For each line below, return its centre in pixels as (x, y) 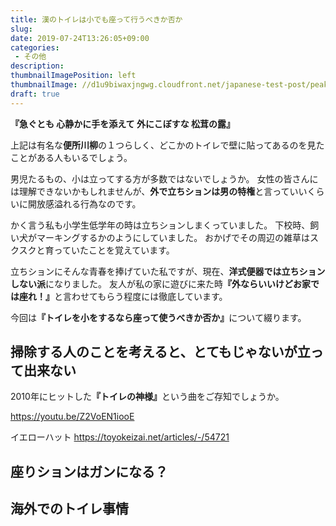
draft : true (35, 94)
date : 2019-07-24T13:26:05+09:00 (80, 38)
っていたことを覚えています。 (114, 250)
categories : (35, 47)
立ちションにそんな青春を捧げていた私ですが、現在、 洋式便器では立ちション (168, 271)
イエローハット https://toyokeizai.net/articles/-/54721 (120, 437)
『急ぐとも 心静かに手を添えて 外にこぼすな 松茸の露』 (122, 123)
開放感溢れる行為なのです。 (84, 203)
